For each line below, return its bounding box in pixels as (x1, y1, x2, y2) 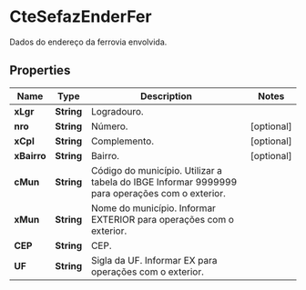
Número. (90, 120, 128, 133)
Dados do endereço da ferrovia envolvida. (9, 36, 168, 47)
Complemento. (90, 135, 155, 147)
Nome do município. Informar (90, 202, 217, 215)
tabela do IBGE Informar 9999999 (90, 175, 238, 188)
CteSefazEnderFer (9, 6, 152, 27)
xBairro (14, 149, 47, 162)
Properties (9, 63, 71, 78)
